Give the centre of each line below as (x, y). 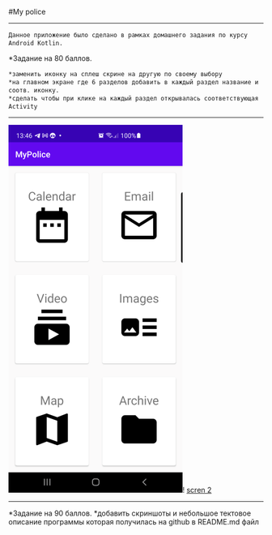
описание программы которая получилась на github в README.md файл (134, 522)
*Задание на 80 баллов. (50, 58)
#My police (27, 12)
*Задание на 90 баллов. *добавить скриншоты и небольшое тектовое (130, 513)
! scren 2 (197, 490)
